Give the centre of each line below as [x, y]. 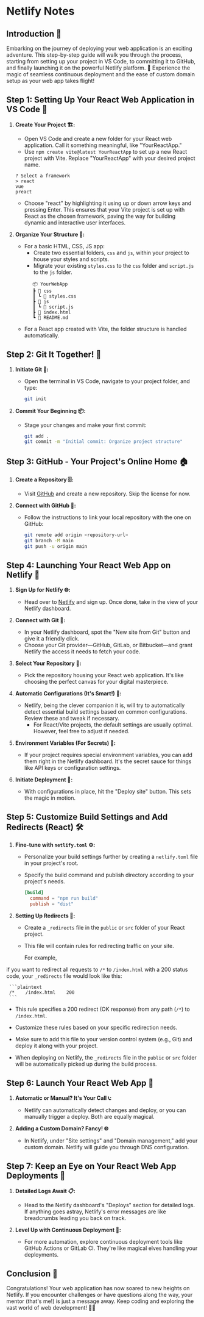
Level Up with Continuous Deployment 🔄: [68, 1230]
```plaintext [26, 987]
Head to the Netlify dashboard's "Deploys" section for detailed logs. [110, 1205]
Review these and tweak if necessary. [72, 718]
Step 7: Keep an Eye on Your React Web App [91, 1166]
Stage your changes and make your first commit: [86, 425]
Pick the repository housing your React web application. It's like [104, 675]
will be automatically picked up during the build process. [86, 1064]
